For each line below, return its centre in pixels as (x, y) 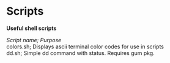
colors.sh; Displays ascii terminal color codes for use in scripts (85, 46)
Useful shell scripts (31, 28)
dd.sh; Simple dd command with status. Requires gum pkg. (80, 53)
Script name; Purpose (34, 40)
